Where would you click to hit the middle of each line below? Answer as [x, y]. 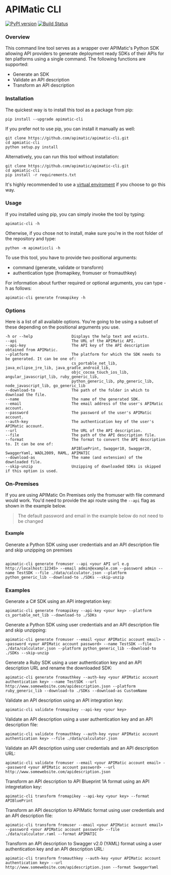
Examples [18, 590]
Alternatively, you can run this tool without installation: [62, 156]
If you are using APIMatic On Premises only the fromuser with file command [85, 495]
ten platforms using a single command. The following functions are [76, 59]
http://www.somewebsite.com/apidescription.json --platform [71, 686]
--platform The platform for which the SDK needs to [83, 355]
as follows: [21, 288]
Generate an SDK [31, 74]
